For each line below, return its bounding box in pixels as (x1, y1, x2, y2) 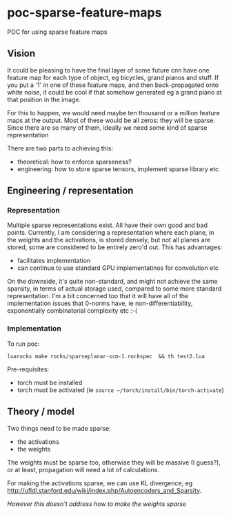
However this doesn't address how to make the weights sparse (7, 499, 187, 508)
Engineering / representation (7, 185, 134, 197)
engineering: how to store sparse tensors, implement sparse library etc (17, 164, 219, 173)
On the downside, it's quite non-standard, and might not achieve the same (7, 278, 219, 286)
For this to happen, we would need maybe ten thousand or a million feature (7, 108, 221, 117)
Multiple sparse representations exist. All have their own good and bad (7, 221, 208, 229)
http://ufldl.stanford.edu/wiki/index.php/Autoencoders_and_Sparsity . (7, 486, 202, 494)
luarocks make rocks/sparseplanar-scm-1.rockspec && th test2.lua (7, 353, 205, 360)
